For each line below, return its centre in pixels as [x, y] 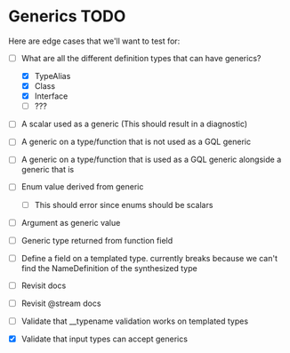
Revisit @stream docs [61, 303]
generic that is [48, 170]
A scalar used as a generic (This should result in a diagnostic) [134, 124]
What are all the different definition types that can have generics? [141, 58]
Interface [51, 96]
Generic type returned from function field [97, 240]
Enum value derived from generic [82, 187]
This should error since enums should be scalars [124, 205]
